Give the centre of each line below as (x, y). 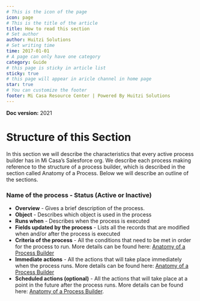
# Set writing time (31, 46)
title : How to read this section (48, 29)
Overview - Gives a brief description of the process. (80, 208)
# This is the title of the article (52, 23)
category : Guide (26, 62)
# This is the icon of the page (47, 12)
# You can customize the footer (47, 90)
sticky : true (23, 73)
